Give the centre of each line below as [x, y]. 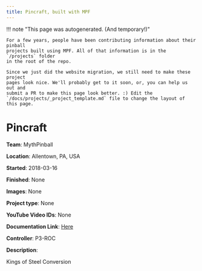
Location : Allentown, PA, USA [43, 156]
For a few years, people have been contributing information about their [101, 40]
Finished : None [26, 180]
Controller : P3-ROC [31, 238]
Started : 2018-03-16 [32, 168]
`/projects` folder [31, 56]
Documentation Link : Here [40, 226]
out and [16, 88]
